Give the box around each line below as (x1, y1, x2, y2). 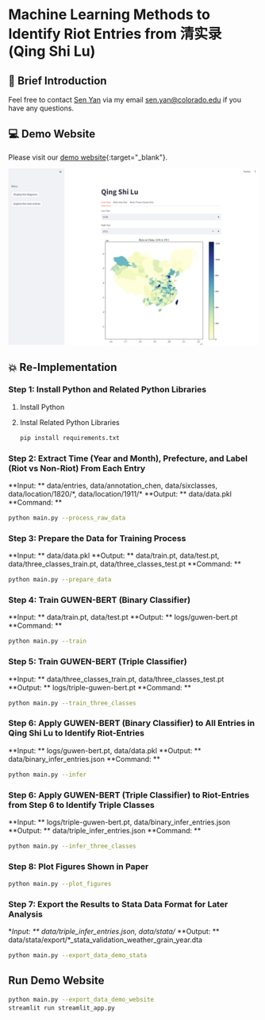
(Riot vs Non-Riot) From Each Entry (8, 462, 146, 473)
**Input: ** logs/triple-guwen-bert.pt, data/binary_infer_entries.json (8, 817, 231, 827)
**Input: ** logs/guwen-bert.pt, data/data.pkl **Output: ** (8, 745, 202, 755)
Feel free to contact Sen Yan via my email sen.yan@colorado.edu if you (8, 95, 242, 104)
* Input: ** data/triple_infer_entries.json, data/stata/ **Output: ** (8, 927, 220, 937)
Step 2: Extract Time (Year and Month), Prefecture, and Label (8, 453, 248, 464)
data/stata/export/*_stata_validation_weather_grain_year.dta (8, 935, 203, 945)
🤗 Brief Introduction (8, 74, 107, 87)
